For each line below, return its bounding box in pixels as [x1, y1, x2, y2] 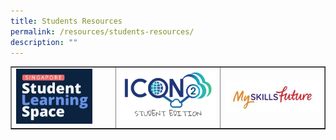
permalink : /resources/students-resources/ [10, 26, 195, 37]
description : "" [10, 37, 78, 47]
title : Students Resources [10, 16, 123, 26]
